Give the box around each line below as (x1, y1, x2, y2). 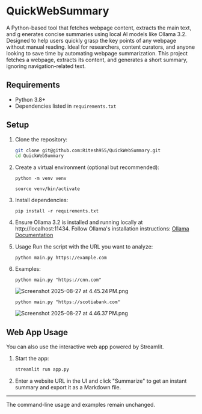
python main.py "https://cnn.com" (14, 277, 102, 283)
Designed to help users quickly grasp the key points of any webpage (6, 37, 176, 44)
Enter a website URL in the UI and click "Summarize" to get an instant (14, 377, 187, 385)
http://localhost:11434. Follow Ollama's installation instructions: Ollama (14, 225, 189, 232)
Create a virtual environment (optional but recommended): (14, 164, 159, 171)
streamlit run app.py (14, 366, 69, 372)
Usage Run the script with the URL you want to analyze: (14, 243, 153, 250)
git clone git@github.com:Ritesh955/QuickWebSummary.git (14, 147, 161, 153)
